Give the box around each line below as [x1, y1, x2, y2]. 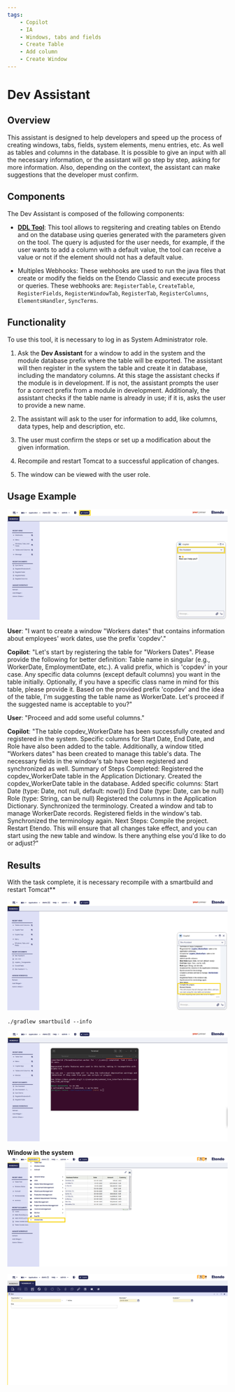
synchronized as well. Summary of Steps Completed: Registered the [7, 764, 204, 773]
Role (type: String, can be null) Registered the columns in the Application [7, 795, 217, 803]
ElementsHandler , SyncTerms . [17, 296, 99, 304]
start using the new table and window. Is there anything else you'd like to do [7, 832, 226, 840]
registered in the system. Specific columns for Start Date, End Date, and [7, 735, 215, 743]
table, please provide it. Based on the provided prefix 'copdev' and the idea [7, 685, 225, 694]
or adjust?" [7, 839, 39, 848]
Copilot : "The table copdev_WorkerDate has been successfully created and [7, 727, 225, 736]
